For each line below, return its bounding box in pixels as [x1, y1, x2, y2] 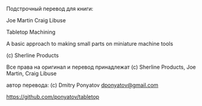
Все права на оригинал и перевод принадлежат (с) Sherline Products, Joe [6, 63, 196, 70]
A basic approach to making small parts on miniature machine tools [6, 40, 174, 47]
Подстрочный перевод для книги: [6, 5, 93, 12]
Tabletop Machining [6, 28, 56, 36]
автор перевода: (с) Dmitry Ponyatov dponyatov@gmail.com [6, 81, 159, 89]
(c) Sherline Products [6, 52, 59, 59]
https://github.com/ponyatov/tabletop [6, 93, 99, 100]
